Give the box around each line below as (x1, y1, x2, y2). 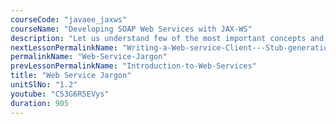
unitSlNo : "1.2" (10, 80, 78, 90)
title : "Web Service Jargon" (10, 71, 132, 81)
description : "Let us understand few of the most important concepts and (10, 33, 325, 43)
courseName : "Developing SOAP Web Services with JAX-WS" (10, 24, 253, 34)
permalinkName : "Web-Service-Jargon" (10, 52, 168, 62)
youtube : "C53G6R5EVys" (10, 89, 110, 99)
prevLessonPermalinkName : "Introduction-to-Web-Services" (10, 61, 257, 71)
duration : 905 (10, 98, 70, 108)
